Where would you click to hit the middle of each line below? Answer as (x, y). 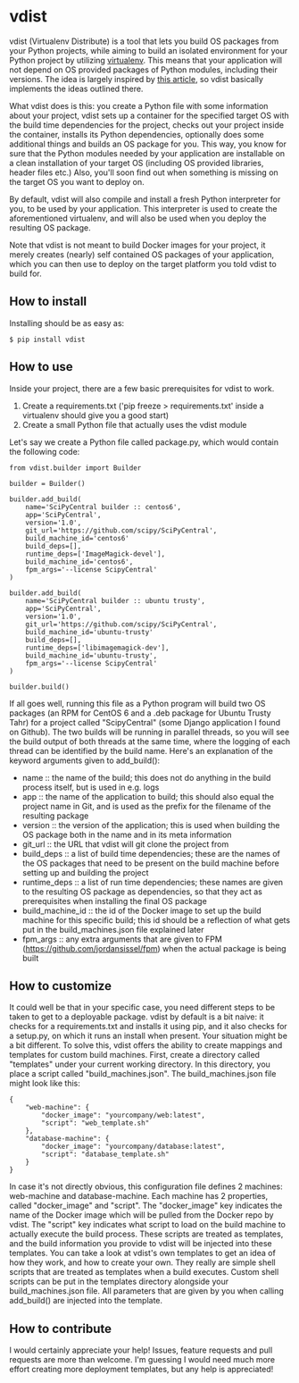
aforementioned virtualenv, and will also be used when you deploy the (138, 218)
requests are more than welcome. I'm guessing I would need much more (142, 1360)
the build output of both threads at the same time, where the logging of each (150, 741)
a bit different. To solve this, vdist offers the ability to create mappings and (146, 1045)
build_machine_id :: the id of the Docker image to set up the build (141, 910)
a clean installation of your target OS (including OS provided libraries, (137, 163)
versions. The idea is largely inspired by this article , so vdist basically (136, 79)
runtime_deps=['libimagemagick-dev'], (97, 648)
